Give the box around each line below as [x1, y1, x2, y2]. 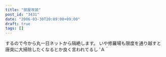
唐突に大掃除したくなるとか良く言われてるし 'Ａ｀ [5, 46, 110, 52]
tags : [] [5, 26, 24, 31]
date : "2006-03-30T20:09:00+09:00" [5, 16, 80, 21]
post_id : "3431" [5, 12, 39, 17]
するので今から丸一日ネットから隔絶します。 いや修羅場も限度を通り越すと [5, 40, 161, 46]
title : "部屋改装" [5, 7, 41, 12]
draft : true [5, 21, 30, 26]
